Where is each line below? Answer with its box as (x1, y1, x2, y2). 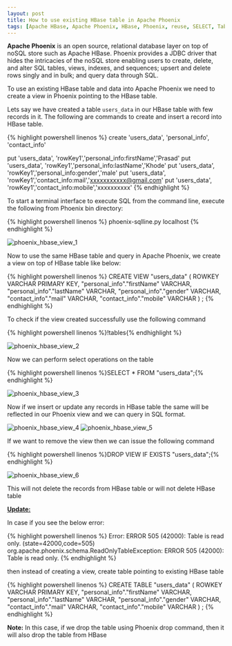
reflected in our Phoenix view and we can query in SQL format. (7, 410, 186, 419)
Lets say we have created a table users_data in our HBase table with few (7, 105, 213, 114)
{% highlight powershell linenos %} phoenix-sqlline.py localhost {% (7, 218, 200, 226)
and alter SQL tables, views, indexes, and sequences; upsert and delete (7, 64, 211, 73)
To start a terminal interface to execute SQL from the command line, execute (7, 197, 225, 205)
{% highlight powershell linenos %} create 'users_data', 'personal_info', (7, 133, 209, 142)
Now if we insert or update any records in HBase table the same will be (7, 403, 209, 411)
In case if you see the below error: (7, 519, 105, 527)
